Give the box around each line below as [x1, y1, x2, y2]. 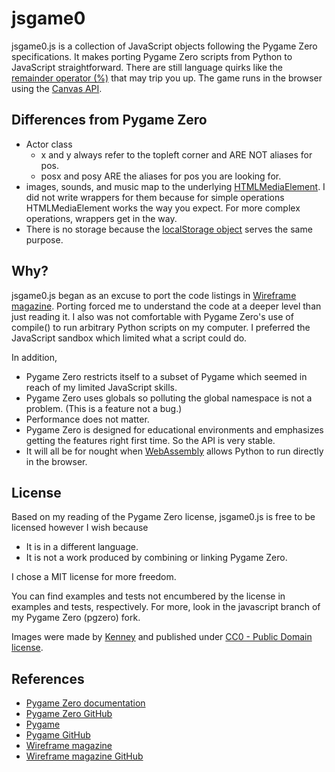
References [11, 670, 85, 687]
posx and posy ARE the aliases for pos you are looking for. [40, 170, 282, 182]
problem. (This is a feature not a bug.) [25, 402, 183, 414]
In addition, [11, 351, 58, 363]
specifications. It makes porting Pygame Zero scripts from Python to [11, 50, 293, 62]
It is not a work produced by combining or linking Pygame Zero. [25, 552, 288, 564]
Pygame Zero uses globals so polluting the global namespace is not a [25, 392, 313, 404]
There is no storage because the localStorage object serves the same [25, 223, 313, 235]
